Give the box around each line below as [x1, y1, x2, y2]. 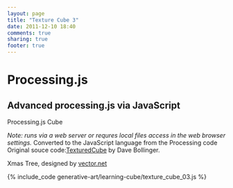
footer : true [7, 42, 45, 49]
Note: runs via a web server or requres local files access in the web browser [7, 131, 226, 139]
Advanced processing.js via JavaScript [7, 100, 180, 111]
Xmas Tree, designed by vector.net [7, 160, 107, 167]
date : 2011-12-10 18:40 [7, 23, 76, 30]
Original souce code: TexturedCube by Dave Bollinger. [7, 146, 161, 154]
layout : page [7, 10, 45, 17]
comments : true [7, 29, 51, 37]
